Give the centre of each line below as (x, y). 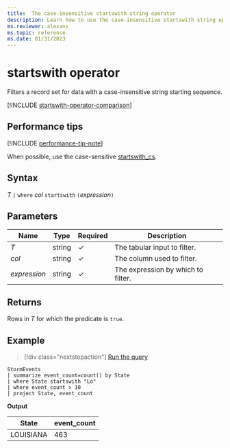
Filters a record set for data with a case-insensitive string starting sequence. (115, 92)
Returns (25, 302)
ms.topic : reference (37, 33)
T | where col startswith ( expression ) (61, 194)
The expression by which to (159, 270)
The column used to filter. (156, 258)
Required (93, 235)
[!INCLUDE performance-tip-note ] (55, 143)
